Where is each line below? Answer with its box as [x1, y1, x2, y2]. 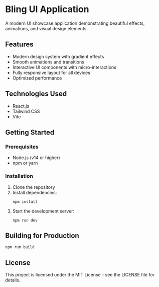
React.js [12, 103, 30, 109]
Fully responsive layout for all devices [12, 69, 90, 76]
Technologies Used [5, 90, 67, 98]
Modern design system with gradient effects [12, 53, 104, 59]
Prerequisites [5, 143, 39, 150]
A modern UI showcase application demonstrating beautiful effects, [5, 20, 145, 26]
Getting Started [5, 128, 55, 136]
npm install [12, 199, 38, 204]
